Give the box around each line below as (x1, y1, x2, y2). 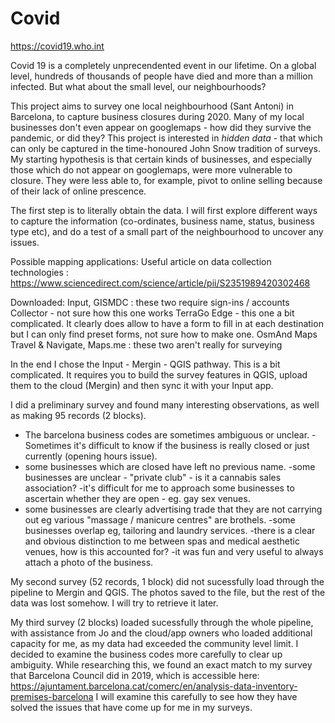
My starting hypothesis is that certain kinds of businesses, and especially (10, 153, 313, 165)
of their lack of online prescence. (10, 185, 147, 197)
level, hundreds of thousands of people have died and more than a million (10, 70, 313, 82)
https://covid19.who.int (10, 40, 105, 52)
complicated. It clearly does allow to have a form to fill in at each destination (10, 317, 324, 329)
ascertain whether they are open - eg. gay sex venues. (24, 492, 251, 504)
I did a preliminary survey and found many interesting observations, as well (10, 398, 320, 411)
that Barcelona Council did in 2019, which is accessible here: (10, 669, 260, 681)
